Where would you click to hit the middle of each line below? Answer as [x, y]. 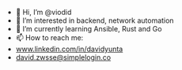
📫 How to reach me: [49, 38]
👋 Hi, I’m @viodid [44, 12]
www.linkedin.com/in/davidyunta [69, 49]
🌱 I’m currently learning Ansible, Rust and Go [89, 29]
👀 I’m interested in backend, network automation [95, 20]
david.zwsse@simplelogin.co [63, 57]
